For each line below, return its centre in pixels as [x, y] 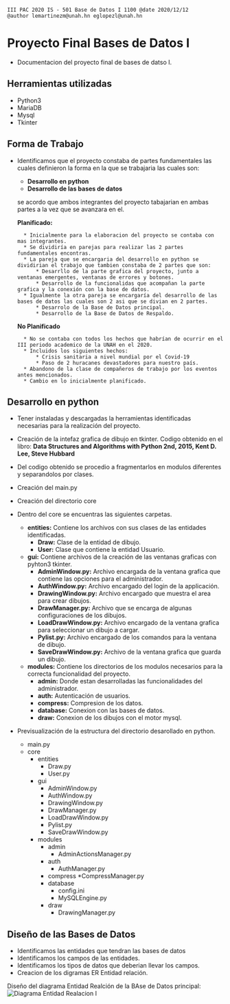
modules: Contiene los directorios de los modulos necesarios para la [125, 667]
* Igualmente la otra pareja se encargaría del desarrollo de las [120, 295]
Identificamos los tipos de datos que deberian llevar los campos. [108, 965]
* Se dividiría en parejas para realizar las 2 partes [104, 247]
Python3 [29, 100]
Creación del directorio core [57, 501]
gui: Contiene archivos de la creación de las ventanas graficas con [122, 557]
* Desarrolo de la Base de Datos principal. [100, 307]
